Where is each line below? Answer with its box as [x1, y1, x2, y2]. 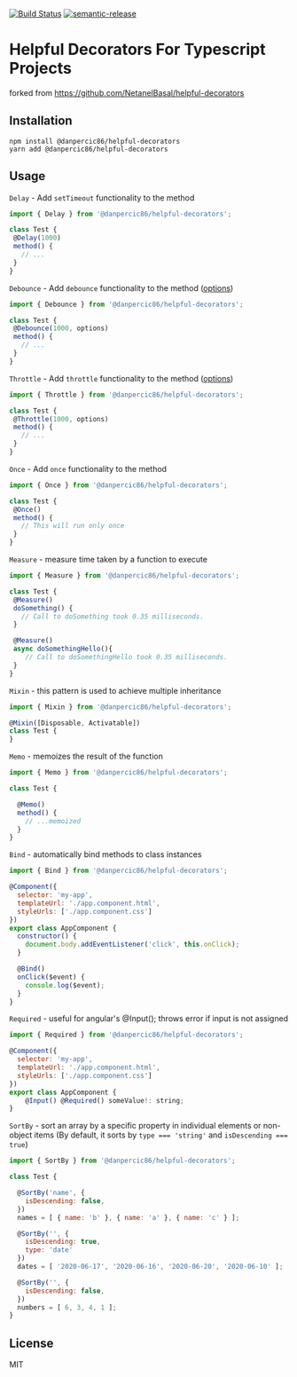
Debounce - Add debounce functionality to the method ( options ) [9, 282, 234, 293]
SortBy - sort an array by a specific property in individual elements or [9, 1121, 262, 1131]
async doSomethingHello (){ [12, 644, 113, 654]
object [9, 1129, 33, 1140]
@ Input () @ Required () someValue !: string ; [25, 1096, 184, 1105]
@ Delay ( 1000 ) [12, 233, 62, 243]
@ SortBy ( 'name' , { [17, 1189, 86, 1198]
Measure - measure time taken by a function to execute [9, 555, 208, 565]
